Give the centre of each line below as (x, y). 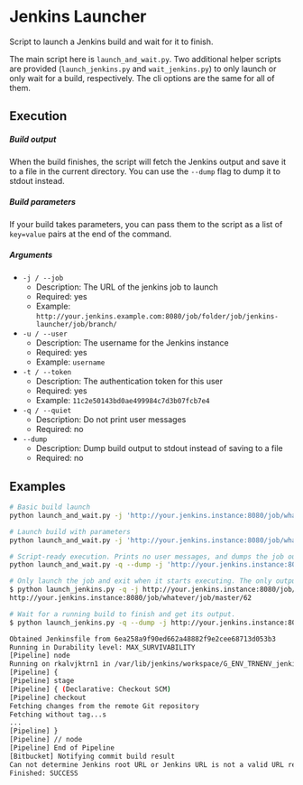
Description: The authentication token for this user (129, 382)
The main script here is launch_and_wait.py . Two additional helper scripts (145, 59)
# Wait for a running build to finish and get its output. (123, 614)
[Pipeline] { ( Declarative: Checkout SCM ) (90, 689)
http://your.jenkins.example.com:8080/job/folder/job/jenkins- (157, 317)
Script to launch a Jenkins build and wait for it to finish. (111, 42)
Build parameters (43, 201)
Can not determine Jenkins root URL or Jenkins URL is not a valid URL (147, 764)
